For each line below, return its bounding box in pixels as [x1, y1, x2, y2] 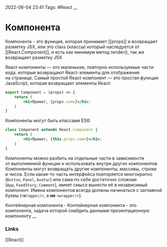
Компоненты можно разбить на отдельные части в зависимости [5, 155, 144, 161]
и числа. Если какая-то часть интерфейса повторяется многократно [5, 171, 152, 177]
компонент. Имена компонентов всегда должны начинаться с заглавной [5, 187, 162, 193]
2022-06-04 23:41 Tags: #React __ [5, 5, 78, 10]
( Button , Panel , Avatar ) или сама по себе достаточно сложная [5, 176, 137, 182]
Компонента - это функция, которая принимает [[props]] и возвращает [5, 38, 157, 44]
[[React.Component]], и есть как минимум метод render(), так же [5, 49, 144, 55]
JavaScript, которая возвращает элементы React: [5, 80, 112, 86]
